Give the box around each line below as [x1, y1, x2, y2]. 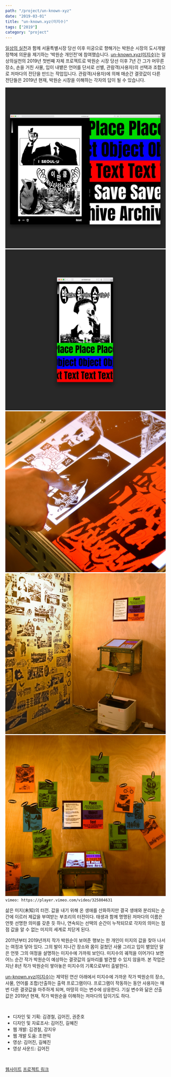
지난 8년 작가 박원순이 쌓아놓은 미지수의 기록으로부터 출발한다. [5, 963, 129, 969]
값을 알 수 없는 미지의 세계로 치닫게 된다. [10, 926, 91, 932]
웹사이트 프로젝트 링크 [5, 1066, 49, 1072]
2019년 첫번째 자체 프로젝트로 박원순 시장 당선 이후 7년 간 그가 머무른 [27, 58, 164, 64]
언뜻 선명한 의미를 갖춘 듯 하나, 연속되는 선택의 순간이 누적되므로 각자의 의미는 [5, 920, 160, 926]
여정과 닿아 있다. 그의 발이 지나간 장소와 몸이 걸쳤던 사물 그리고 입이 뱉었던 [10, 944, 159, 950]
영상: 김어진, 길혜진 [12, 1039, 51, 1045]
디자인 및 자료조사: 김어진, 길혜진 [12, 1020, 78, 1026]
